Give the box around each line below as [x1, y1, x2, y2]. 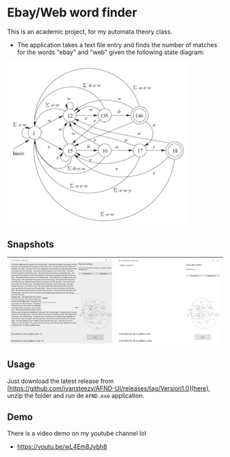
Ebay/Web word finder [7, 5, 138, 21]
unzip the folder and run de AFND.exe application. [7, 391, 145, 399]
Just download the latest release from [7, 377, 114, 385]
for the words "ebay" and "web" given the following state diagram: [16, 48, 205, 56]
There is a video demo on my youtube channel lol [7, 430, 146, 438]
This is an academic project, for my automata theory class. [7, 27, 172, 36]
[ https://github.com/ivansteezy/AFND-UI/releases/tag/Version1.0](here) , [7, 384, 211, 392]
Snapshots [7, 238, 55, 250]
